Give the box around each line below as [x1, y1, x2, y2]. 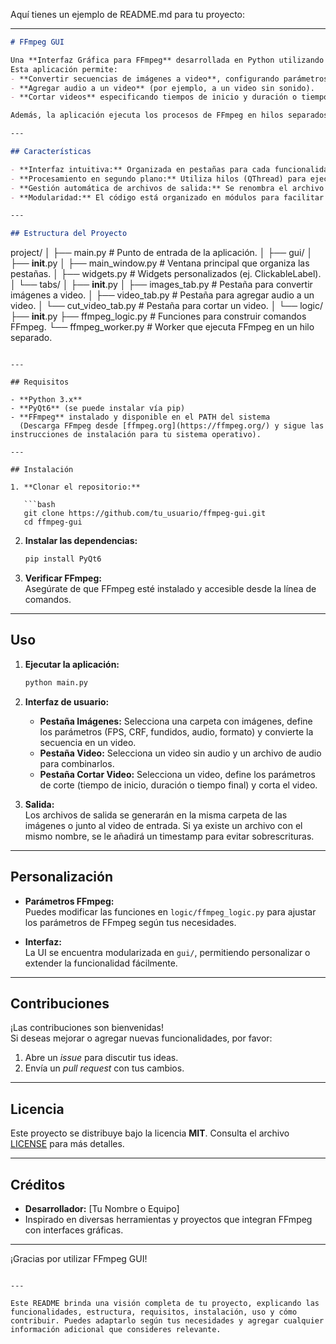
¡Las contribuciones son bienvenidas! [10, 1022, 165, 1034]
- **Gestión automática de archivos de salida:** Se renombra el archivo [10, 183, 325, 193]
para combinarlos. [39, 757, 115, 769]
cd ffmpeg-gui [23, 517, 83, 528]
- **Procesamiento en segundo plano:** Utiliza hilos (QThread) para [10, 174, 307, 184]
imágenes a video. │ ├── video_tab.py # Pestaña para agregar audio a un [10, 289, 315, 301]
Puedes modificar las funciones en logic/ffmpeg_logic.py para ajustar [24, 905, 317, 918]
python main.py [24, 677, 89, 688]
